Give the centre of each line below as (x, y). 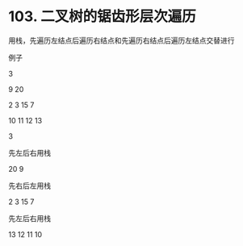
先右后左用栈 (29, 186)
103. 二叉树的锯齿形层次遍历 (102, 17)
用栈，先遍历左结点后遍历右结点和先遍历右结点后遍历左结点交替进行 (121, 40)
